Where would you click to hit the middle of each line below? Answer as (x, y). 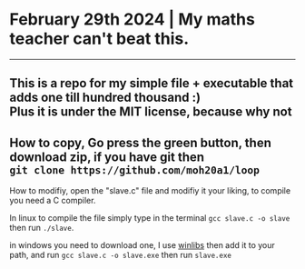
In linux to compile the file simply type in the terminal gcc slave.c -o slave (150, 218)
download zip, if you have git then (107, 157)
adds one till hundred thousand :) (105, 98)
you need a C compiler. (53, 201)
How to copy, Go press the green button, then (141, 142)
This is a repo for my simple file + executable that (152, 83)
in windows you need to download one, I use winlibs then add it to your (142, 245)
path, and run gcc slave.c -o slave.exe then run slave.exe (120, 255)
